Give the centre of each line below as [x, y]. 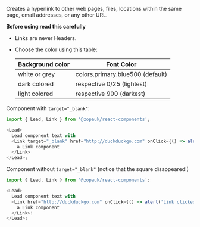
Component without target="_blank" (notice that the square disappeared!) [98, 169]
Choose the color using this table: [56, 49]
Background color [44, 64]
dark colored [36, 84]
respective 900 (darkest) [110, 94]
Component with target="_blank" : [48, 108]
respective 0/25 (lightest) [111, 84]
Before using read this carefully [46, 27]
